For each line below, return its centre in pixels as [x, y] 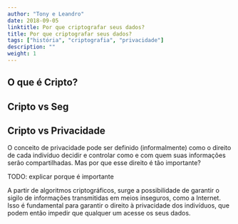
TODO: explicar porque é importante [61, 177]
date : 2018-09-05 [33, 21]
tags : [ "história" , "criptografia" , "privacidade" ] [86, 41]
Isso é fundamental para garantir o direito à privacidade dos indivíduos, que [119, 206]
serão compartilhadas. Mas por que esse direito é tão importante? [104, 163]
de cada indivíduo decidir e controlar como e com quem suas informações [117, 155]
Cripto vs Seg [38, 106]
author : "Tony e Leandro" [46, 14]
